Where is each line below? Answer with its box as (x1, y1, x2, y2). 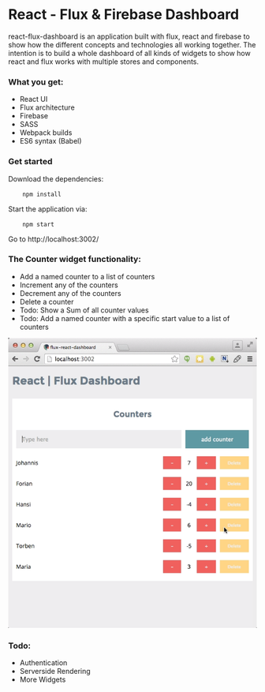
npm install (22, 190, 62, 198)
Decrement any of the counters (19, 288, 121, 297)
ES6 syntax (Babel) (19, 137, 82, 146)
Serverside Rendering (19, 667, 91, 676)
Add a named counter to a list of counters (19, 271, 155, 281)
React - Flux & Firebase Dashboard (8, 6, 240, 24)
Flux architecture (19, 103, 75, 112)
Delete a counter (19, 297, 74, 306)
